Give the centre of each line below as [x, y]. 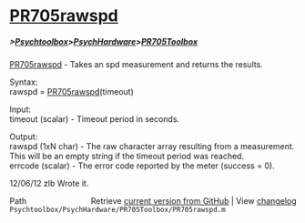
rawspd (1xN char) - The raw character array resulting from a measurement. [152, 147]
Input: [20, 109]
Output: [24, 137]
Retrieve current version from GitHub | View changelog [193, 201]
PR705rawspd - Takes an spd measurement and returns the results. [137, 65]
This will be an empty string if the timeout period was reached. [127, 157]
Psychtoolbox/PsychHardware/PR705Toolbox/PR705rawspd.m [117, 210]
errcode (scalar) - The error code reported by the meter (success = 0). [142, 166]
